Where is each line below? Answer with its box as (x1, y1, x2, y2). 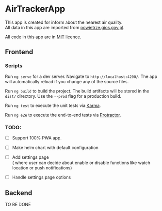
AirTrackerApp (5, 3, 65, 15)
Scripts (5, 62, 23, 69)
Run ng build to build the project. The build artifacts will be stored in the (5, 88, 149, 94)
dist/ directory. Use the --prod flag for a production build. (5, 93, 121, 99)
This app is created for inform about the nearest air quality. (5, 19, 123, 25)
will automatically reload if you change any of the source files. (5, 78, 129, 84)
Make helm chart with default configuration (12, 144, 98, 151)
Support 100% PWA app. (12, 135, 62, 141)
